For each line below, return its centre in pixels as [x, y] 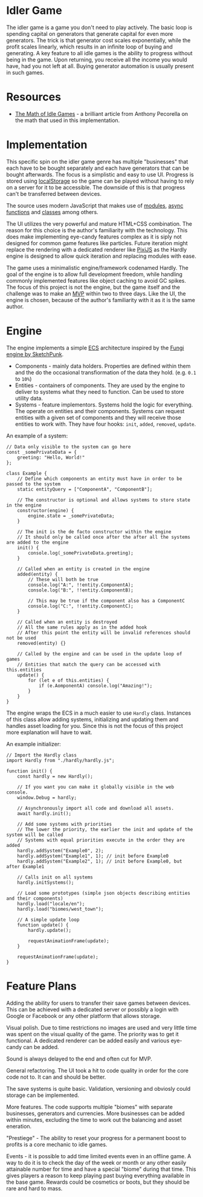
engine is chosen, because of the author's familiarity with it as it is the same [101, 300]
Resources [34, 97]
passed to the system [34, 484]
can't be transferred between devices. [54, 194]
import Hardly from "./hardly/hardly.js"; [60, 760]
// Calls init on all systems [55, 877]
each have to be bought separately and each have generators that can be [98, 168]
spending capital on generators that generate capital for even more [90, 33]
